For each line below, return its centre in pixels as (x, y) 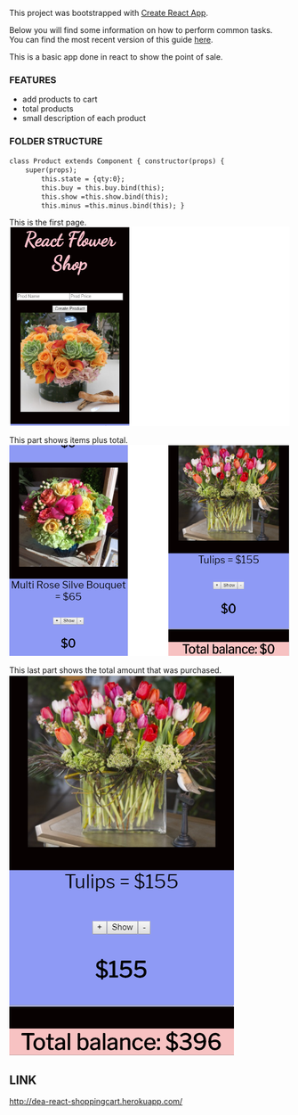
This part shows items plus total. (69, 439)
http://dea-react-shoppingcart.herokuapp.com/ (96, 1102)
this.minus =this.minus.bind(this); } (113, 205)
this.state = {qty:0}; (83, 179)
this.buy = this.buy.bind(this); (103, 188)
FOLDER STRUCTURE (56, 142)
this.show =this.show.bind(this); (105, 197)
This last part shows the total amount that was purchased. (116, 670)
